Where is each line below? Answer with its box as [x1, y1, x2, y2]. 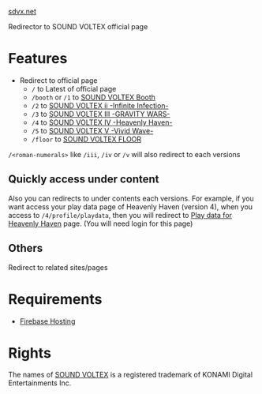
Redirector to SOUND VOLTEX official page [8, 22, 148, 31]
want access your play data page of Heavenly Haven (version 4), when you [8, 201, 253, 212]
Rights [8, 343, 51, 362]
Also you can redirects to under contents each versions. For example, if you [8, 193, 254, 203]
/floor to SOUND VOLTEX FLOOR [31, 134, 142, 144]
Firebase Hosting [19, 316, 76, 326]
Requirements [8, 290, 103, 308]
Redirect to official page [19, 75, 98, 85]
